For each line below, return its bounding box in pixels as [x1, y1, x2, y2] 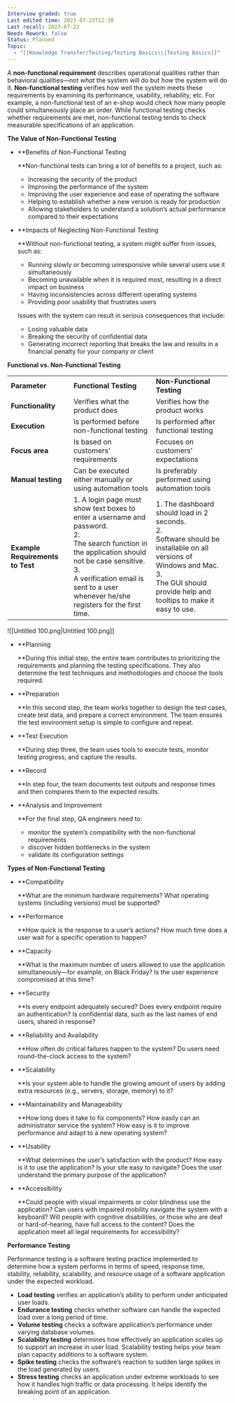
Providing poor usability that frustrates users [27, 297, 157, 306]
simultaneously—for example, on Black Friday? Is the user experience [17, 968, 219, 976]
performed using [155, 474, 211, 484]
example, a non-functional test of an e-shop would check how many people [7, 98, 226, 107]
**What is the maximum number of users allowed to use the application [17, 960, 225, 969]
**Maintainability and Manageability [17, 1100, 122, 1108]
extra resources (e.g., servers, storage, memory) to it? [17, 1086, 173, 1095]
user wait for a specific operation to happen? [17, 933, 147, 941]
